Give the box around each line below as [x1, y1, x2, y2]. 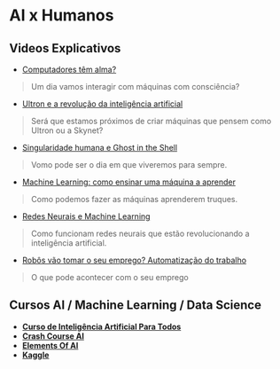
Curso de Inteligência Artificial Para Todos [21, 321, 182, 332]
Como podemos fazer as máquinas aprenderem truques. [30, 194, 238, 204]
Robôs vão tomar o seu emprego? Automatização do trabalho [21, 255, 246, 265]
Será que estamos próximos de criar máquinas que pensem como [30, 116, 272, 126]
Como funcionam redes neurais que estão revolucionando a [30, 228, 250, 239]
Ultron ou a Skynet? [30, 125, 104, 136]
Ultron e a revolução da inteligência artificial [21, 98, 183, 109]
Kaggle [21, 349, 50, 360]
